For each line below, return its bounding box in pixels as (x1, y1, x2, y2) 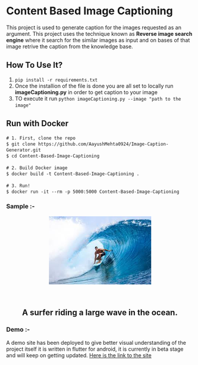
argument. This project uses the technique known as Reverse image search (6, 30, 193, 37)
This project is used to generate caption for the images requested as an (6, 24, 181, 31)
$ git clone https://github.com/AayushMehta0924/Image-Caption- (6, 141, 169, 147)
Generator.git (6, 147, 42, 153)
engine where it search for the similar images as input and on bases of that (6, 36, 190, 43)
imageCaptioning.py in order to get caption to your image (14, 88, 158, 96)
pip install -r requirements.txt (14, 77, 98, 83)
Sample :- (6, 202, 35, 211)
